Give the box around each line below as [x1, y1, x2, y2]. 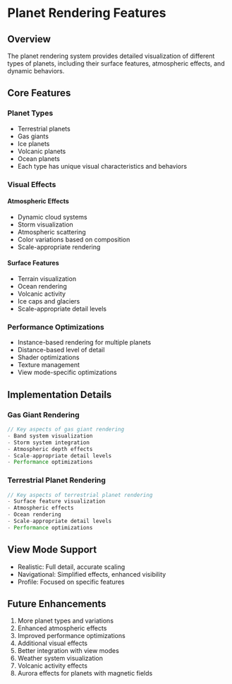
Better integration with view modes [17, 647, 120, 655]
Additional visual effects [17, 639, 88, 647]
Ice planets [17, 139, 50, 148]
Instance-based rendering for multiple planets [17, 338, 152, 347]
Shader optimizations [17, 353, 80, 361]
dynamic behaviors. [7, 67, 65, 75]
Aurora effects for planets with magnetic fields [17, 669, 153, 678]
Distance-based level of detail [17, 346, 105, 354]
